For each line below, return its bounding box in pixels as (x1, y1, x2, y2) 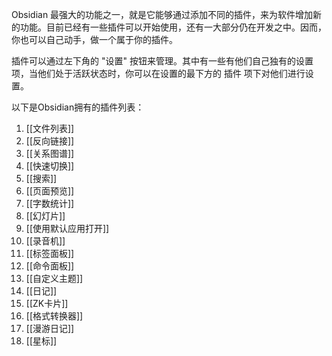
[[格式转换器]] (25, 310, 84, 322)
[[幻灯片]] (25, 210, 66, 222)
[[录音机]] (25, 235, 66, 247)
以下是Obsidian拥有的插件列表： (11, 101, 145, 113)
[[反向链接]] (25, 135, 75, 147)
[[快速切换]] (25, 160, 75, 172)
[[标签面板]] (25, 248, 75, 259)
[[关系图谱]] (25, 148, 75, 159)
